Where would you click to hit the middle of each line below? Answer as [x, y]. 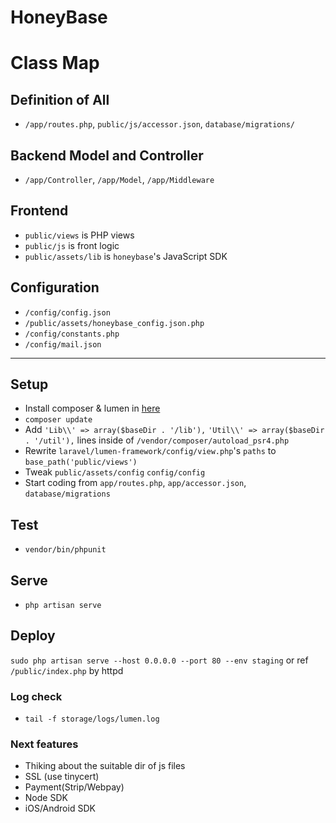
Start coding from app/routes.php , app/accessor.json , [135, 483]
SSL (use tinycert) [62, 777]
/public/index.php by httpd [67, 670]
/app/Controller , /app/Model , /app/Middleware [119, 179]
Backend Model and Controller [107, 155]
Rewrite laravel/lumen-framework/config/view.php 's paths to [150, 451]
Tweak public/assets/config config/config [115, 472]
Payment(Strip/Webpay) [74, 787]
